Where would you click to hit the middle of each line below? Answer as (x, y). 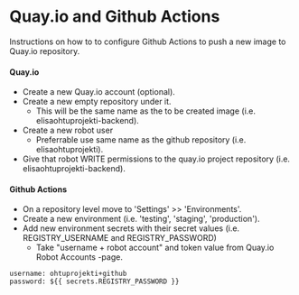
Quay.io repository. (45, 51)
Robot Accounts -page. (79, 257)
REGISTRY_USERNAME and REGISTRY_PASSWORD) (119, 238)
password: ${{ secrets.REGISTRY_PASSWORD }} (94, 281)
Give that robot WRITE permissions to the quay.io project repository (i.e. (156, 159)
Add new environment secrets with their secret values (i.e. (131, 228)
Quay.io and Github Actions (115, 17)
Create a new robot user (68, 130)
